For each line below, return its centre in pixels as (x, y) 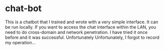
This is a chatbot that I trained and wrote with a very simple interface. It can (82, 22)
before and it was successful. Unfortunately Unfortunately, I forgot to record (82, 37)
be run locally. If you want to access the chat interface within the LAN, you (81, 27)
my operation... (20, 42)
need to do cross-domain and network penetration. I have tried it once (76, 32)
